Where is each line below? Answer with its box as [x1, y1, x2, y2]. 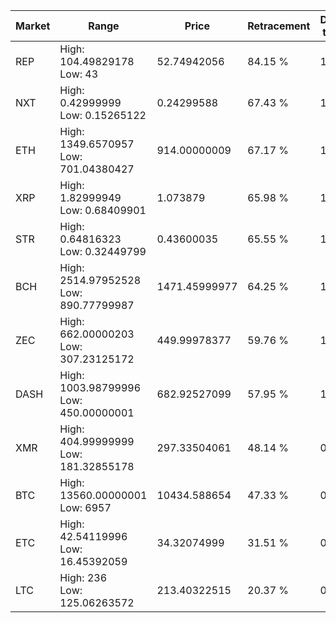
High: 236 [59, 571, 108, 584]
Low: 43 [59, 67, 99, 81]
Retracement [247, 19, 311, 33]
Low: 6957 [59, 501, 112, 514]
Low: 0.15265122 [59, 109, 147, 122]
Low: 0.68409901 [59, 204, 147, 217]
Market [15, 19, 51, 33]
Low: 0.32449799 [59, 245, 147, 258]
